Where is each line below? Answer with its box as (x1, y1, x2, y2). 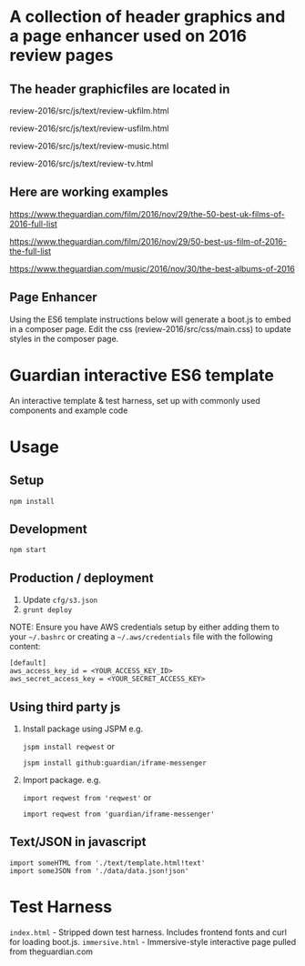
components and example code (9, 405, 128, 416)
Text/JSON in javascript (9, 834, 147, 850)
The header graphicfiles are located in (9, 81, 230, 96)
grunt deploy (22, 606, 73, 615)
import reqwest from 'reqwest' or (22, 792, 152, 802)
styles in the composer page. (9, 333, 119, 344)
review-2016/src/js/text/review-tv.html (9, 158, 154, 169)
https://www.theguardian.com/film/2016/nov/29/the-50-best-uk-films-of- (9, 208, 285, 219)
